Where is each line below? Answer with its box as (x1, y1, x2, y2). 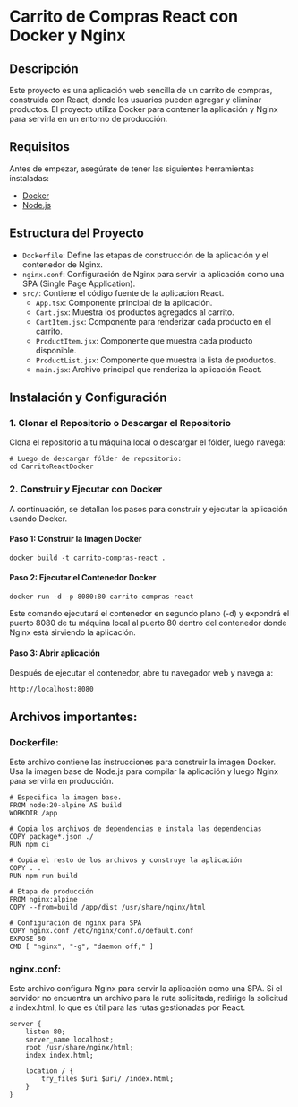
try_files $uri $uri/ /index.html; (41, 1075, 175, 1084)
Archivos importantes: (9, 709, 138, 724)
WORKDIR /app (9, 808, 58, 817)
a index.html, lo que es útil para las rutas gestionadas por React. (9, 1002, 246, 1013)
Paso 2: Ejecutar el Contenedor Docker (9, 572, 157, 583)
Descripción (9, 61, 79, 76)
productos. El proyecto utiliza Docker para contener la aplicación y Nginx (9, 104, 279, 114)
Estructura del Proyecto (9, 226, 145, 241)
